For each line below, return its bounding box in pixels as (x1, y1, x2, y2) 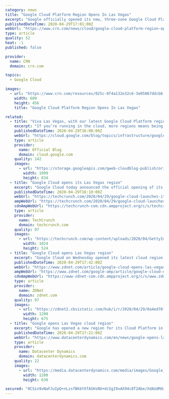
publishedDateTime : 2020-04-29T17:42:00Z (14, 260, 102, 265)
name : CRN (10, 59, 30, 64)
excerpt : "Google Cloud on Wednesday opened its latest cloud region (14, 255, 163, 260)
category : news (5, 7, 37, 13)
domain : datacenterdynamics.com (18, 354, 87, 359)
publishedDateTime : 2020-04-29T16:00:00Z (14, 128, 102, 134)
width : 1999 (23, 171, 49, 176)
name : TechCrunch (18, 218, 55, 223)
